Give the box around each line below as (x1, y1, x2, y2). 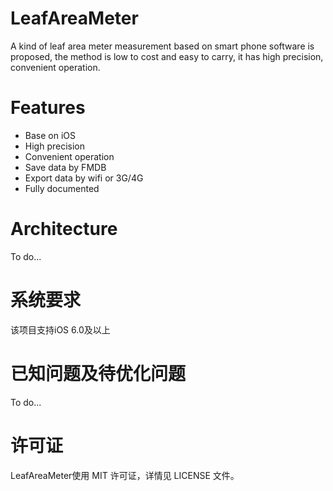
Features (10, 97, 86, 119)
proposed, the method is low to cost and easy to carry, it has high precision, (10, 50, 324, 62)
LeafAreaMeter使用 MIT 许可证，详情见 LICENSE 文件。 (10, 469, 240, 481)
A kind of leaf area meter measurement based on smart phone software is (10, 40, 315, 52)
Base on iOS (24, 129, 76, 141)
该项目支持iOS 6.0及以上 (10, 323, 111, 336)
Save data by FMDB (24, 161, 107, 173)
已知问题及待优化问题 (10, 362, 187, 385)
